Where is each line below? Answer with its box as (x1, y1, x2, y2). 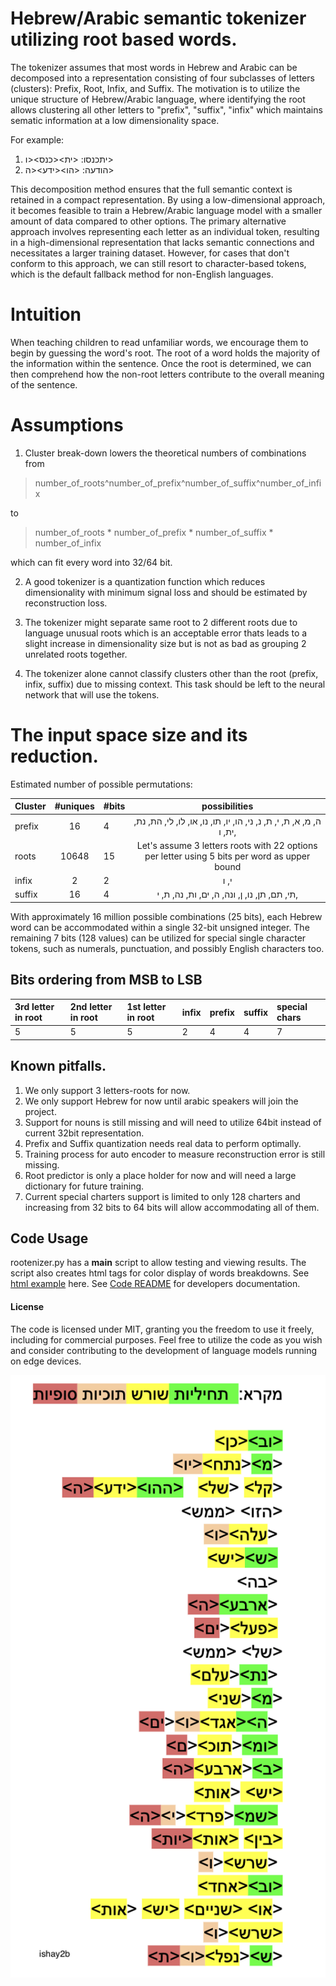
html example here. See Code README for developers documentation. (10, 1278, 301, 1290)
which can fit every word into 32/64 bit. (10, 556, 173, 568)
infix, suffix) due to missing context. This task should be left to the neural (24, 678, 326, 690)
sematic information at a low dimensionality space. (10, 114, 220, 126)
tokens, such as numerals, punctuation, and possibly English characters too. (10, 942, 325, 954)
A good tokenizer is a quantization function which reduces (24, 575, 266, 587)
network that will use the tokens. (24, 688, 160, 701)
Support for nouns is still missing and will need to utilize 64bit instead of (24, 1116, 322, 1128)
